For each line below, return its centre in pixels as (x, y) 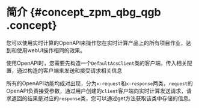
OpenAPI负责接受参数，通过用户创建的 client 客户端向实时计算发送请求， (96, 91)
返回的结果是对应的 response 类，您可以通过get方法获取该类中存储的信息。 (103, 98)
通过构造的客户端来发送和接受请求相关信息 (69, 70)
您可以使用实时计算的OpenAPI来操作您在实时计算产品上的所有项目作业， (96, 43)
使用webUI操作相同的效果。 (51, 50)
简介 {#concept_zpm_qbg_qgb (84, 12)
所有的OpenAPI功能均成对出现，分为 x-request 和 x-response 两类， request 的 (100, 83)
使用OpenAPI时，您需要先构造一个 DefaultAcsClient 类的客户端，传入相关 (97, 63)
